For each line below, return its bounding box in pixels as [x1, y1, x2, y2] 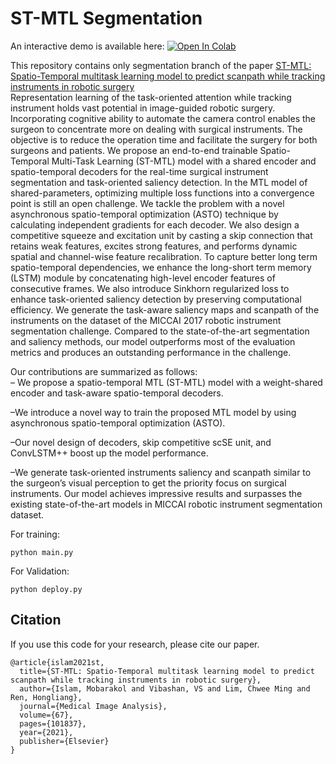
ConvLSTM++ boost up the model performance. [10, 447, 209, 459]
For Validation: [10, 565, 70, 577]
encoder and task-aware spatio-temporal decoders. [10, 387, 224, 399]
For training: [10, 528, 60, 540]
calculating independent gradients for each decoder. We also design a [10, 218, 300, 231]
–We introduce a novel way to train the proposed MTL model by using [10, 406, 297, 418]
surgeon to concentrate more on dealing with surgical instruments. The [10, 123, 303, 135]
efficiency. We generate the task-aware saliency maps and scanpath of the [10, 303, 320, 316]
